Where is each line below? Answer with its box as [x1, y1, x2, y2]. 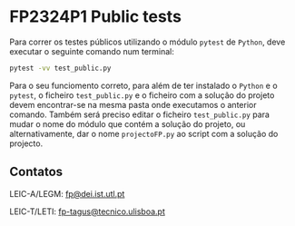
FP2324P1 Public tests [9, 6, 182, 27]
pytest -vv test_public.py [9, 64, 112, 73]
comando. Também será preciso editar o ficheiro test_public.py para [9, 109, 270, 120]
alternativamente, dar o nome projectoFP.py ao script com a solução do [9, 128, 279, 139]
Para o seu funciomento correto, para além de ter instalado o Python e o [9, 80, 279, 91]
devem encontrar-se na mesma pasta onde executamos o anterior [9, 99, 257, 110]
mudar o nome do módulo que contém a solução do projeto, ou [9, 118, 246, 129]
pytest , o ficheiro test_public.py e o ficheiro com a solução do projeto [9, 89, 275, 101]
